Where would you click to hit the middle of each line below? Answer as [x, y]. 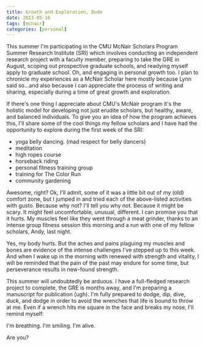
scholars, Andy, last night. [39, 232]
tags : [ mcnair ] [26, 23]
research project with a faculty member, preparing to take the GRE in [93, 59]
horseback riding [37, 161]
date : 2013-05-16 [28, 18]
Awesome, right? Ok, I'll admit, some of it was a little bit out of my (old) [95, 193]
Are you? [18, 338]
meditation [29, 148]
